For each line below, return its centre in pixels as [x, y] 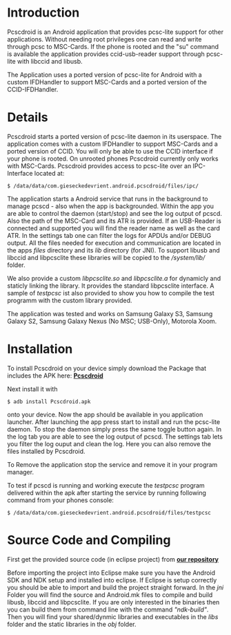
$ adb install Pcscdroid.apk [49, 402]
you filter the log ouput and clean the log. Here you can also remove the [109, 443]
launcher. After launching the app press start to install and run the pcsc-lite [114, 422]
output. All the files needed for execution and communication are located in [114, 243]
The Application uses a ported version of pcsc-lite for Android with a [104, 75]
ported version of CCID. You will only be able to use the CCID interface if [110, 151]
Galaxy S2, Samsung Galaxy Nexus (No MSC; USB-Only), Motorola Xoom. [112, 321]
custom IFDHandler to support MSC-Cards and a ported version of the [107, 82]
